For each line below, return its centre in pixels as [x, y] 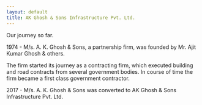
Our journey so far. [30, 35]
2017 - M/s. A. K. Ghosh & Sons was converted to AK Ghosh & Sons [91, 90]
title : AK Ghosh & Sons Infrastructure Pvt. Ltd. [71, 18]
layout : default [27, 12]
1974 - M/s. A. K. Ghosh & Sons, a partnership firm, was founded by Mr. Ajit [101, 47]
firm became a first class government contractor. [68, 78]
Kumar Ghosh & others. [36, 53]
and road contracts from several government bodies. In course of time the [100, 71]
